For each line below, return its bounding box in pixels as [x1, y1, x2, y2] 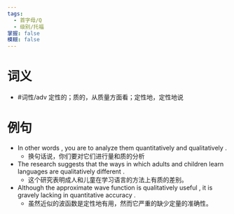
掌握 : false [7, 29, 40, 37]
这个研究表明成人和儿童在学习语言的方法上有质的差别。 [27, 176, 188, 184]
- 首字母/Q [13, 17, 42, 24]
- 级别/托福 [13, 23, 44, 30]
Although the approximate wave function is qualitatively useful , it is [17, 183, 213, 192]
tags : [7, 10, 23, 17]
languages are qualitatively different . [17, 167, 125, 176]
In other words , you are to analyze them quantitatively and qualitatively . [17, 144, 228, 152]
